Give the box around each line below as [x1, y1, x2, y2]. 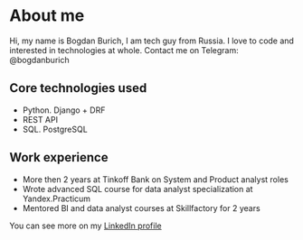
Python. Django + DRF [22, 105, 106, 115]
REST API [22, 114, 59, 125]
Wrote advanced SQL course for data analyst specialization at [22, 183, 253, 194]
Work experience [9, 150, 109, 165]
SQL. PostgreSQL [22, 124, 88, 134]
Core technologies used [9, 80, 147, 96]
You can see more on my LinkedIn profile [9, 220, 162, 231]
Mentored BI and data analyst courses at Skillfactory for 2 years [22, 202, 260, 213]
